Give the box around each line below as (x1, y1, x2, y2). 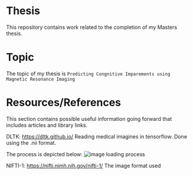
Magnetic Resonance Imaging (6, 76, 76, 82)
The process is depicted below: (6, 150, 83, 157)
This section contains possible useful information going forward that (6, 115, 172, 122)
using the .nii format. (6, 139, 57, 146)
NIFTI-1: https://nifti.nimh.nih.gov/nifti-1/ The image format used (6, 162, 161, 169)
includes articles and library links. (6, 121, 88, 128)
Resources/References (6, 96, 122, 110)
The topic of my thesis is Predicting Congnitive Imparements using (6, 70, 171, 77)
